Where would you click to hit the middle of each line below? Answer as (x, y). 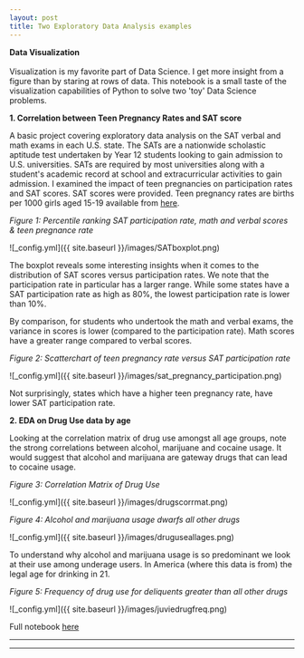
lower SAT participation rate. (62, 402)
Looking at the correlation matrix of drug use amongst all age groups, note (148, 438)
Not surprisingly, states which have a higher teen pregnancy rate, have (141, 393)
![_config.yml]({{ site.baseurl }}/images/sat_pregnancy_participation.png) (146, 375)
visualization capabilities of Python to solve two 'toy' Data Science (133, 91)
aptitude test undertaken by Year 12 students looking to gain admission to (146, 154)
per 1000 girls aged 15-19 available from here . (95, 203)
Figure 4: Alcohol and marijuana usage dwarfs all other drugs (125, 519)
